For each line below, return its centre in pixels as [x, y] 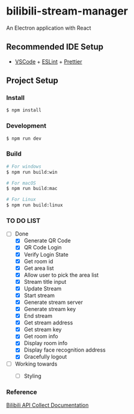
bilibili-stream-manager [67, 11]
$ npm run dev [24, 138]
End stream [38, 316]
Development [26, 126]
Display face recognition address [65, 350]
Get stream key [43, 330]
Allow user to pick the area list [61, 275]
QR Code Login [43, 248]
